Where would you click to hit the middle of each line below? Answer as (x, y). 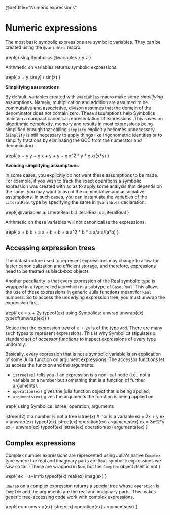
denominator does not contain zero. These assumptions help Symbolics (80, 113)
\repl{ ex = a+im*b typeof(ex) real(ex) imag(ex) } (56, 476)
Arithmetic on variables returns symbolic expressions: (61, 67)
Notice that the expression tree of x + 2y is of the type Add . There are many (84, 328)
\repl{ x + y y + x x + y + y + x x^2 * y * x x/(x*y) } (57, 156)
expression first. (22, 302)
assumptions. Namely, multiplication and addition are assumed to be (77, 102)
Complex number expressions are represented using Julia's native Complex (83, 455)
